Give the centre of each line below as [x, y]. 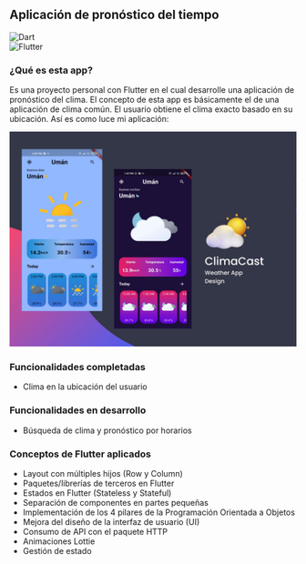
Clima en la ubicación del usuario [85, 387]
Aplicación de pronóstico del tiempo [114, 15]
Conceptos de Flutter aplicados [81, 454]
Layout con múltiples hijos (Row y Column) [103, 473]
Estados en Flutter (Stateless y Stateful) [97, 493]
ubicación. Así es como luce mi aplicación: [89, 119]
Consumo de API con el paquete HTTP [95, 532]
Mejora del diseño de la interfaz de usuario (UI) [111, 522]
